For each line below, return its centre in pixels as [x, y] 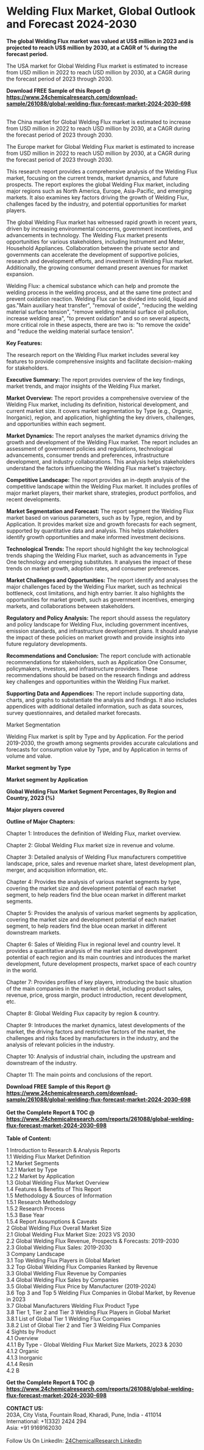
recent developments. [34, 499]
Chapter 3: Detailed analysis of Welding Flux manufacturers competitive [97, 857]
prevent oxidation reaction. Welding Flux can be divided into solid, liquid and [102, 299]
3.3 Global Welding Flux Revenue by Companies [66, 1273]
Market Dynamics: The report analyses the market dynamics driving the [97, 436]
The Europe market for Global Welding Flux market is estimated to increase [100, 146]
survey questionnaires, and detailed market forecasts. [74, 712]
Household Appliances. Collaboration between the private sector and [93, 248]
